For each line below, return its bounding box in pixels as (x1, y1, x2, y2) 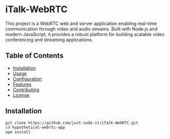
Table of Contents (5, 51, 64, 60)
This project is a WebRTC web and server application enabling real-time (5, 20, 157, 26)
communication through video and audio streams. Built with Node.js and (5, 25, 158, 32)
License (12, 92, 30, 98)
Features (12, 81, 32, 87)
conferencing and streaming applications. (5, 37, 93, 43)
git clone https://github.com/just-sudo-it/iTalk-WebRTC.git (5, 120, 139, 125)
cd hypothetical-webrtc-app (5, 125, 66, 130)
